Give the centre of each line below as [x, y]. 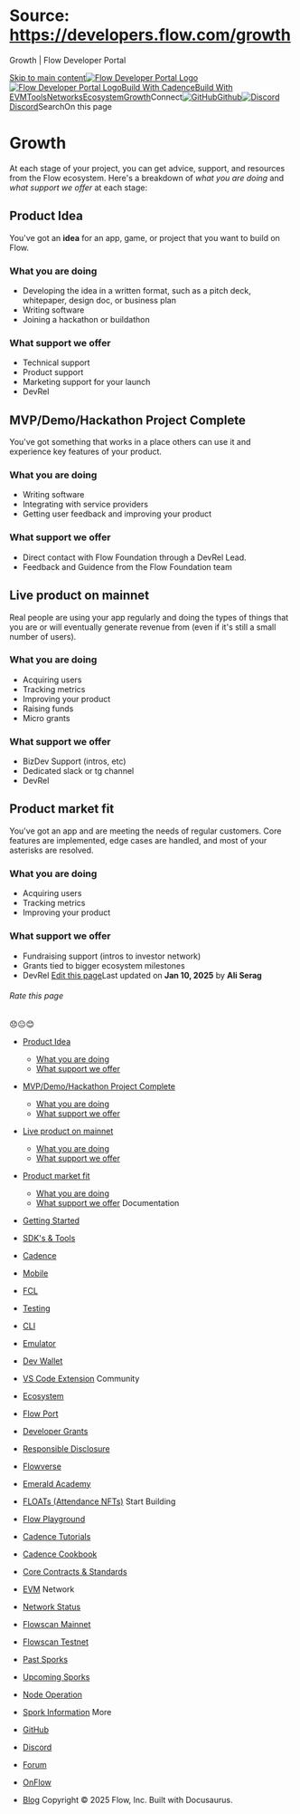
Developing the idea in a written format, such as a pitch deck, [136, 290]
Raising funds [48, 709]
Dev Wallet [42, 1361]
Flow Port [40, 1414]
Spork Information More [67, 1712]
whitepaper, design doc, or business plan [99, 300]
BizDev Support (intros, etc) [74, 761]
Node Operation [52, 1694]
